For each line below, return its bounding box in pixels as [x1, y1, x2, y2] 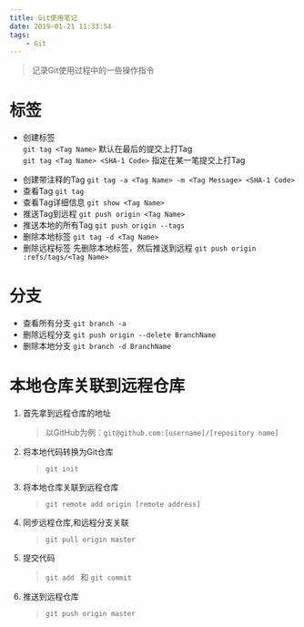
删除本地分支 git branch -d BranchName [22, 341, 171, 352]
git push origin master [45, 610, 137, 619]
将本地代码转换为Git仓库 [22, 447, 114, 457]
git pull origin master [45, 535, 137, 545]
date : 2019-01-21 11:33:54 [9, 22, 112, 31]
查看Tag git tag [22, 186, 85, 197]
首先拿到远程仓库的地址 [22, 407, 111, 419]
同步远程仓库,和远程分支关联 [22, 517, 129, 529]
